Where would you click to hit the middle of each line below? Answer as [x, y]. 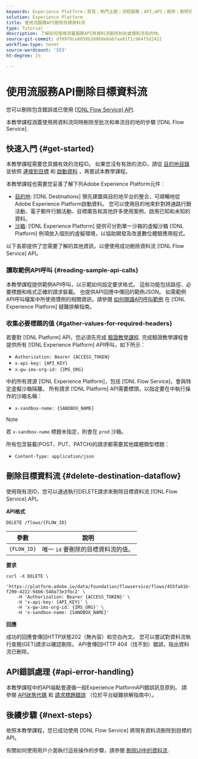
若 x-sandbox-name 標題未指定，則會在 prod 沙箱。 [66, 431]
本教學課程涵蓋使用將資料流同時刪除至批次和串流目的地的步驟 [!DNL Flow [95, 122]
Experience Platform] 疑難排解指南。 [51, 306]
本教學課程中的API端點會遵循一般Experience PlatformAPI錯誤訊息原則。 [93, 687]
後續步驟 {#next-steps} [49, 715]
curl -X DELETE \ [27, 576]
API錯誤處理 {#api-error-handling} [70, 672]
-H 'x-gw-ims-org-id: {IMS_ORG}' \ [60, 607]
